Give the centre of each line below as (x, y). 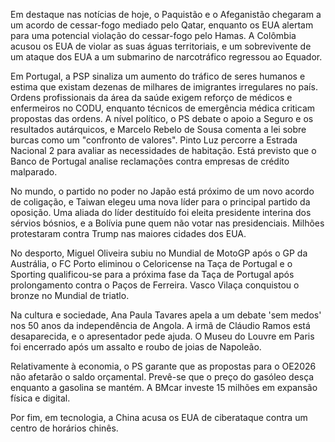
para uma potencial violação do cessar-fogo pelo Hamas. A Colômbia (153, 35)
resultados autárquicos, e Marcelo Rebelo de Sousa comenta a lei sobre (158, 129)
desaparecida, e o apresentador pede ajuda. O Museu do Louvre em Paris (162, 336)
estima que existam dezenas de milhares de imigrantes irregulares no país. (164, 87)
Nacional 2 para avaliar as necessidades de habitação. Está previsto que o (163, 150)
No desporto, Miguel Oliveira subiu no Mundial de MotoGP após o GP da (159, 253)
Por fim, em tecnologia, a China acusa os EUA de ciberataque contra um (159, 417)
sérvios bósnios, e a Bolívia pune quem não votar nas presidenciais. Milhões (167, 223)
